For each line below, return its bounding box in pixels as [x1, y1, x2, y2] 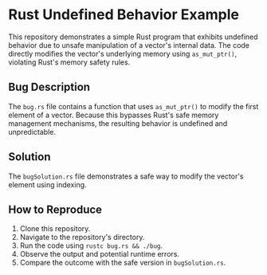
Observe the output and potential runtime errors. [19, 249, 179, 259]
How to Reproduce [8, 202, 102, 216]
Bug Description [8, 81, 90, 94]
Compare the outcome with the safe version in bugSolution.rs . [19, 257, 226, 268]
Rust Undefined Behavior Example [8, 6, 239, 24]
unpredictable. [8, 127, 56, 136]
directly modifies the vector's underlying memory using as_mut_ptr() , [8, 49, 238, 58]
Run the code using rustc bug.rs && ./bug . [19, 241, 163, 250]
